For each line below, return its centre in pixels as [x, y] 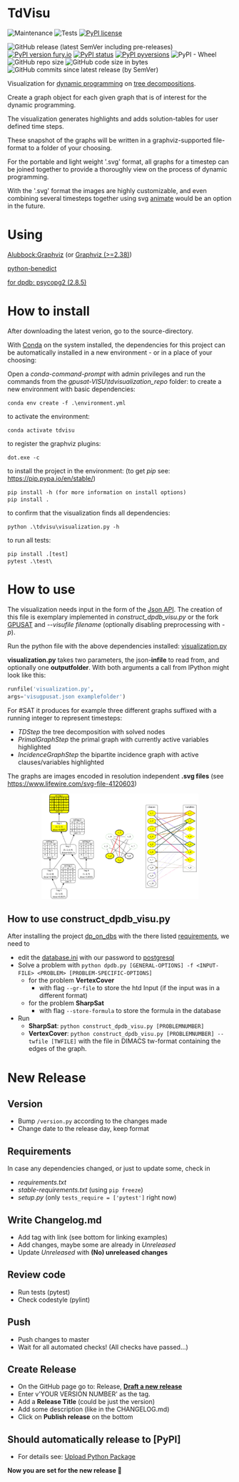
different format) [63, 996]
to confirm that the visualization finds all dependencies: [89, 513]
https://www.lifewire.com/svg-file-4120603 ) [72, 784]
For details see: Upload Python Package [77, 1457]
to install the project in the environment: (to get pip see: [89, 470]
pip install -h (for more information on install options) [97, 492]
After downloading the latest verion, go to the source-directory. [101, 331]
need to [19, 944]
